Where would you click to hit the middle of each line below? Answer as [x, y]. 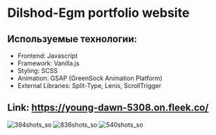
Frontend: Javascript [47, 56]
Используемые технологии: [72, 39]
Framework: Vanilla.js [48, 63]
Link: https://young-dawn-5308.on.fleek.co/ [108, 108]
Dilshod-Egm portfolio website [99, 13]
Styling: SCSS [38, 71]
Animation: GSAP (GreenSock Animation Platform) [90, 78]
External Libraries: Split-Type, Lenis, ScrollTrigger [89, 85]
